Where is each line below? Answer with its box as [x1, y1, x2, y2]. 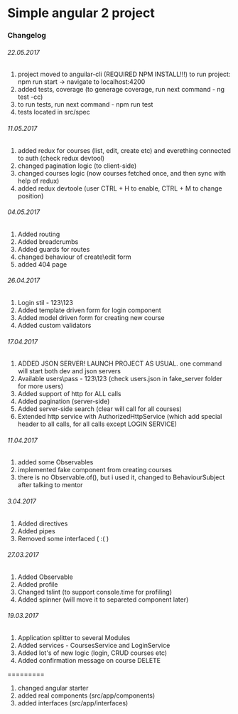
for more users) [17, 382, 64, 390]
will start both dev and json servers [17, 367, 121, 375]
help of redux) [17, 176, 60, 185]
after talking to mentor [17, 481, 83, 489]
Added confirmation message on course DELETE [17, 656, 161, 664]
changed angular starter [17, 683, 89, 692]
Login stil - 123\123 [17, 298, 73, 307]
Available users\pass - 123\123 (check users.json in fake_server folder [17, 375, 222, 383]
